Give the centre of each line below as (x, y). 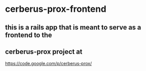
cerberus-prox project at (44, 52)
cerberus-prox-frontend (56, 9)
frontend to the (29, 35)
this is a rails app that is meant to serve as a (73, 27)
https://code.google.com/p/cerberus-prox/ (48, 64)
